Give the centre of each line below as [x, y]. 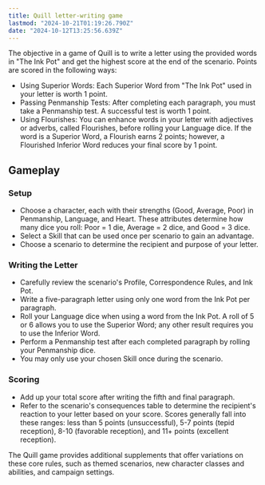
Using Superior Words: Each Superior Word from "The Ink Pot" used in [136, 85]
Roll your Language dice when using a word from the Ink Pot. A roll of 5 [137, 316]
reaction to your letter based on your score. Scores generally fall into [133, 414]
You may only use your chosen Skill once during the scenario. [121, 359]
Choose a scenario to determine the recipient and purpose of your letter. [139, 244]
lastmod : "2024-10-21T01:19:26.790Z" [71, 23]
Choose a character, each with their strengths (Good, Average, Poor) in [136, 211]
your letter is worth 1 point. [63, 94]
